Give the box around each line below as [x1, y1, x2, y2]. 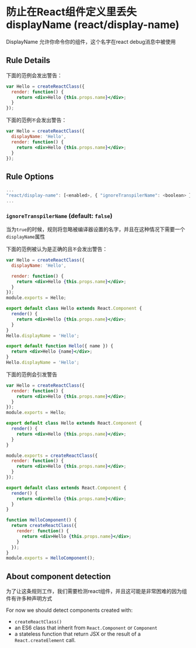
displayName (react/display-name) [6, 18, 180, 32]
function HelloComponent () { [6, 517, 77, 523]
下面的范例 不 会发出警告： [6, 116, 67, 123]
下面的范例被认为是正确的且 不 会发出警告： [6, 246, 108, 253]
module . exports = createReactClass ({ [6, 453, 98, 459]
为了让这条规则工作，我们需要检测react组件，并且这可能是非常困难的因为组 [6, 588, 187, 595]
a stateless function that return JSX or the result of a [14, 630, 141, 637]
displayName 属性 [6, 233, 45, 240]
